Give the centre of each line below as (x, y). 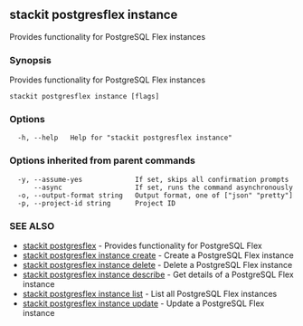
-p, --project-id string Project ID (97, 203)
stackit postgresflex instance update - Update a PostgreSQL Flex (143, 303)
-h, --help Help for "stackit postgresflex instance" (125, 138)
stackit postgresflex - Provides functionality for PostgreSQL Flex (142, 245)
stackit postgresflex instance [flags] (85, 97)
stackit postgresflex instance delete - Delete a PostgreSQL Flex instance (157, 265)
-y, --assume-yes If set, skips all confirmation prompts (153, 179)
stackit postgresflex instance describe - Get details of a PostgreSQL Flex (158, 274)
